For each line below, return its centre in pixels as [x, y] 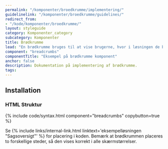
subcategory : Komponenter [32, 38]
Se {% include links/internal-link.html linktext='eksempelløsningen [73, 130]
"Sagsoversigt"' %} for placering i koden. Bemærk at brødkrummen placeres [84, 136]
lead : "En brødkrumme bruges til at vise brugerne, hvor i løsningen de [82, 47]
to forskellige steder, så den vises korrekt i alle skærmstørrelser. [71, 141]
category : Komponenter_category [39, 33]
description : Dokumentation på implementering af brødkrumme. [71, 65]
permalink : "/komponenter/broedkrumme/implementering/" [64, 10]
